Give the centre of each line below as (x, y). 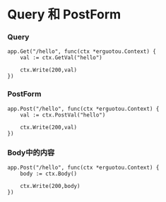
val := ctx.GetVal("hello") (61, 58)
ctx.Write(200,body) (50, 186)
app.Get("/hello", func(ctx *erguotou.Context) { (82, 52)
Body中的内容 (31, 153)
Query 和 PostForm (64, 14)
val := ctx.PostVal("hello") (63, 115)
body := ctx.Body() (49, 174)
